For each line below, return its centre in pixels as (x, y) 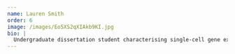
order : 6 (20, 20)
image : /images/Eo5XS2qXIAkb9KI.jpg (60, 27)
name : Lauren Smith (36, 14)
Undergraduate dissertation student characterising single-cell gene (117, 40)
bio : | (17, 33)
